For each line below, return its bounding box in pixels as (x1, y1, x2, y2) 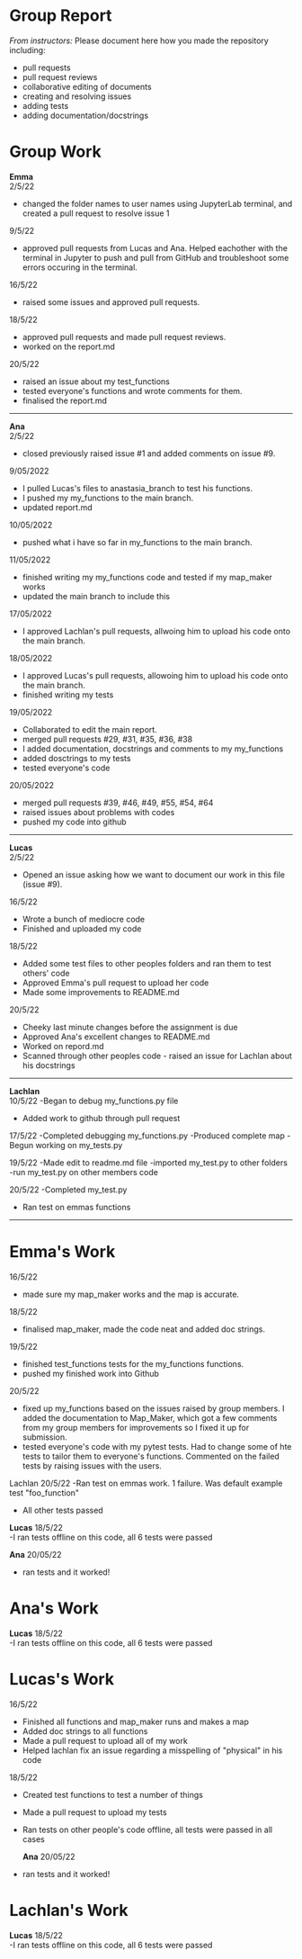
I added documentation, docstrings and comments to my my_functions (22, 743, 284, 754)
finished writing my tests (22, 689, 114, 700)
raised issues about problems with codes (22, 806, 175, 817)
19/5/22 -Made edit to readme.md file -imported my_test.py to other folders (9, 1157, 288, 1168)
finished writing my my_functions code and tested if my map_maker (22, 571, 272, 582)
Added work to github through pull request (22, 1112, 181, 1123)
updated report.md (22, 501, 93, 513)
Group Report (9, 5, 112, 26)
